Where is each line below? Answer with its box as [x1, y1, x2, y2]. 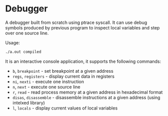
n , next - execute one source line [12, 84, 81, 90]
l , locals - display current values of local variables [12, 105, 118, 111]
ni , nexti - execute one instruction [12, 78, 84, 85]
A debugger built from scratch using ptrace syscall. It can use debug [5, 19, 147, 25]
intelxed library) [12, 100, 45, 106]
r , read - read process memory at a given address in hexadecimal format [12, 89, 163, 95]
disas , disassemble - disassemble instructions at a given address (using [12, 94, 160, 100]
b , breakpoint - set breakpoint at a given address [12, 68, 114, 74]
